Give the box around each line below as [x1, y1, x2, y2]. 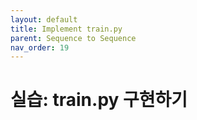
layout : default [10, 14, 78, 25]
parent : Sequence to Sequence [10, 33, 137, 43]
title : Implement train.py [10, 24, 123, 34]
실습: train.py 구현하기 [10, 89, 188, 111]
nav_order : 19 [10, 42, 70, 53]
